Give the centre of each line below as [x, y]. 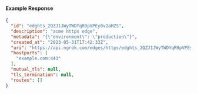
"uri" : [19, 48]
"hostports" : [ [29, 53]
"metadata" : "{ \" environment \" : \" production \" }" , [74, 37]
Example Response [29, 8]
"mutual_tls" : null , [36, 69]
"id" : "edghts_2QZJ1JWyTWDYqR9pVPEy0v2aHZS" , [68, 26]
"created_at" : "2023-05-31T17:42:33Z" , [60, 42]
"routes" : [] [27, 80]
